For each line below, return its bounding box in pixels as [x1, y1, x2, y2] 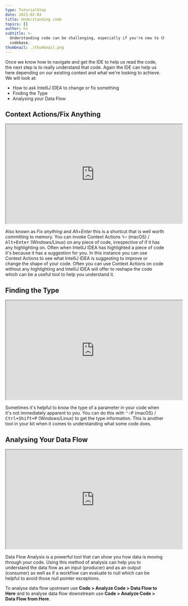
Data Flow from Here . [5, 596, 50, 602]
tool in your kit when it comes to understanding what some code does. [5, 421, 152, 427]
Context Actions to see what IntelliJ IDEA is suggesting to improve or [5, 256, 148, 262]
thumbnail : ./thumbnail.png [5, 45, 65, 50]
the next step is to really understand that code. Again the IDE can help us [5, 64, 157, 70]
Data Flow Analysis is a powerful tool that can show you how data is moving [5, 554, 163, 560]
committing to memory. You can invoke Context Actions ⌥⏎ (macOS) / [5, 234, 150, 240]
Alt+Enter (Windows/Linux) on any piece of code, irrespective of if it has [5, 239, 160, 245]
